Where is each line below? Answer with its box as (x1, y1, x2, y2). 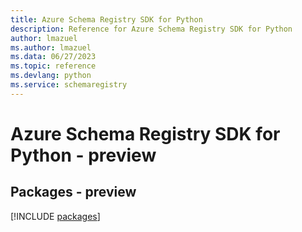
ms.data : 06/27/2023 (10, 52, 97, 62)
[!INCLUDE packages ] (10, 210, 101, 222)
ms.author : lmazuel (10, 42, 92, 53)
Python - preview (10, 144, 157, 166)
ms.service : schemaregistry (10, 80, 128, 90)
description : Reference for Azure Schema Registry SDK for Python (10, 24, 293, 34)
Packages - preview (10, 184, 137, 201)
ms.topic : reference (10, 61, 97, 71)
